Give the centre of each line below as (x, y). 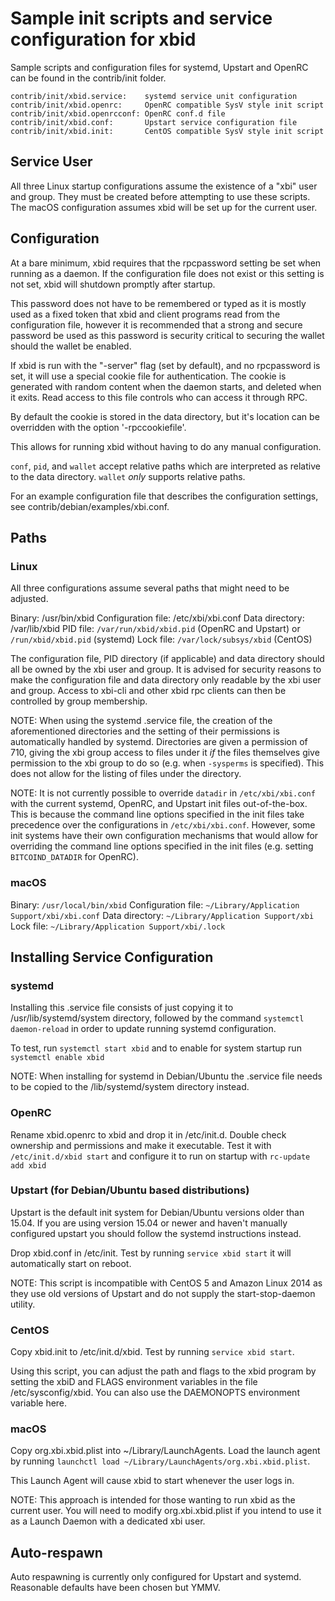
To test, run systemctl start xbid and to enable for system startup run (156, 1048)
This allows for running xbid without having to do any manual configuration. (166, 446)
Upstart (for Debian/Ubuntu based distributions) (130, 1190)
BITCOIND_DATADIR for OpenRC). (74, 857)
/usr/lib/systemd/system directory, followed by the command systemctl (157, 1018)
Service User (51, 162)
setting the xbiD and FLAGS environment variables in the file (134, 1382)
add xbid (28, 1165)
